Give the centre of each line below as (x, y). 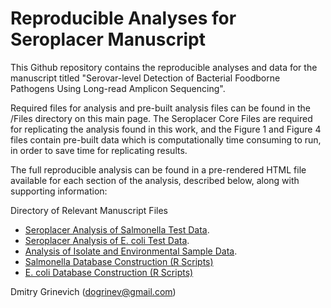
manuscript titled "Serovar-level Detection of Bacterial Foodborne (145, 78)
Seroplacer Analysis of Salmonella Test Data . (117, 229)
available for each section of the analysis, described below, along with (155, 180)
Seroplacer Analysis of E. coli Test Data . (107, 240)
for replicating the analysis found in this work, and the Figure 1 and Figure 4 (166, 129)
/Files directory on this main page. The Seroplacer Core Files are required (161, 118)
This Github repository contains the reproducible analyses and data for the (164, 67)
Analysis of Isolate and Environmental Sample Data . (131, 251)
